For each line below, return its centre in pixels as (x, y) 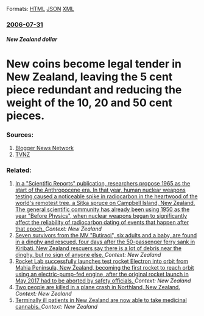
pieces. (26, 116)
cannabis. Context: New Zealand (56, 307)
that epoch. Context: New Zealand (58, 229)
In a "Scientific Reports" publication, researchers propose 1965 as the (103, 184)
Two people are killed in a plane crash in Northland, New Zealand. (98, 287)
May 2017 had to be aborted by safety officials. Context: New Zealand (103, 281)
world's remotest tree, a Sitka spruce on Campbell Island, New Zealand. (105, 203)
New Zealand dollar (32, 39)
